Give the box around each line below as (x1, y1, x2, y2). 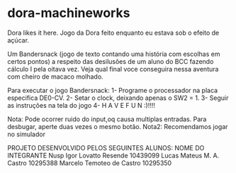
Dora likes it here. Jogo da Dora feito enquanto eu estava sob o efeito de (7, 28, 220, 37)
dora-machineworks (7, 5, 130, 21)
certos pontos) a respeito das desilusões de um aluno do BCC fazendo (7, 57, 214, 65)
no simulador (7, 130, 46, 138)
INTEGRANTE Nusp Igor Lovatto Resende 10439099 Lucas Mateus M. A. (7, 151, 220, 160)
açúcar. (7, 35, 30, 44)
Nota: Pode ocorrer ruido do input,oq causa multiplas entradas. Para (7, 115, 207, 123)
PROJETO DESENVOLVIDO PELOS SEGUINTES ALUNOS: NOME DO (7, 143, 205, 152)
